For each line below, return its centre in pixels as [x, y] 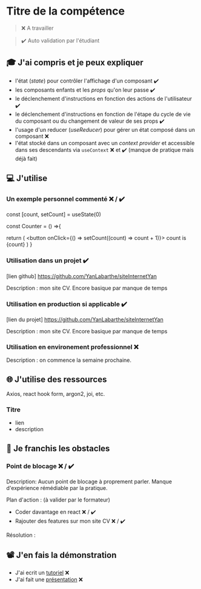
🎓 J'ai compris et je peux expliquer [75, 63]
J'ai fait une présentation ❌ [49, 579]
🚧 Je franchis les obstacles [58, 448]
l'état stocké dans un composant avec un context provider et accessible [105, 143]
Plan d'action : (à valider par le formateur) [58, 500]
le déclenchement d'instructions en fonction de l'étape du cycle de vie [103, 114]
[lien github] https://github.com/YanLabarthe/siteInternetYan [82, 276]
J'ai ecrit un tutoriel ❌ [42, 573]
